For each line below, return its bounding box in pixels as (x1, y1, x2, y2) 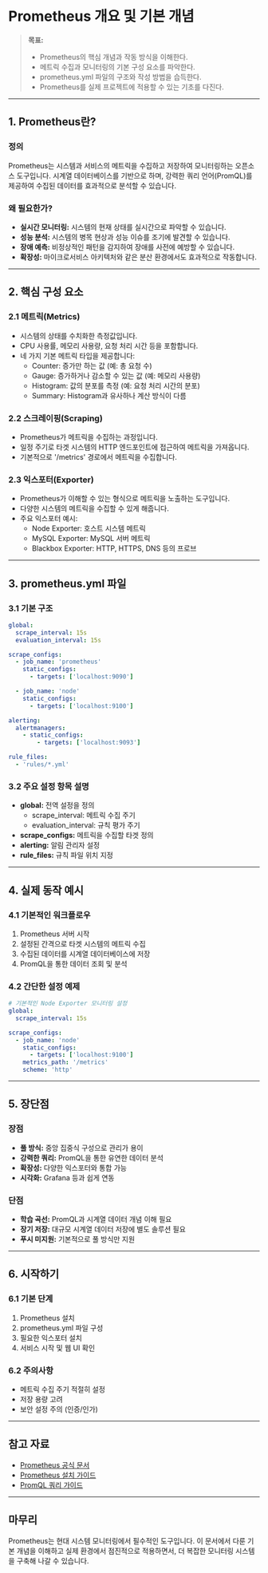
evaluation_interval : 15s (15, 636, 102, 644)
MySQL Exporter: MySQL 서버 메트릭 (31, 534, 151, 543)
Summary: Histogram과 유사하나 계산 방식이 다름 (31, 390, 187, 400)
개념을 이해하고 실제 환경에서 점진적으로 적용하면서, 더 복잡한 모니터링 (16, 1546, 234, 1555)
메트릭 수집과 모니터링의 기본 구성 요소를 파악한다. (39, 61, 195, 72)
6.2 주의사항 (8, 1365, 53, 1376)
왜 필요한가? (8, 203, 53, 214)
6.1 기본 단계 (8, 1294, 53, 1305)
